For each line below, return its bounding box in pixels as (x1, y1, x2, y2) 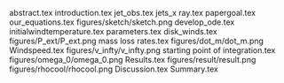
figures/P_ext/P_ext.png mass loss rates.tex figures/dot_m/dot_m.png (9, 35, 264, 46)
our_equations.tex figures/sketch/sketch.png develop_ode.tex (9, 17, 235, 27)
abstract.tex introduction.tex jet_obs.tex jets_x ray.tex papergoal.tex (9, 8, 256, 18)
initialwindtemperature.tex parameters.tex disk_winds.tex (9, 26, 217, 36)
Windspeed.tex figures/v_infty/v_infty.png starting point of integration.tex (9, 45, 276, 56)
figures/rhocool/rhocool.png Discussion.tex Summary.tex (9, 64, 219, 74)
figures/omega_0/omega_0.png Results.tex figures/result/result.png (9, 55, 256, 64)
